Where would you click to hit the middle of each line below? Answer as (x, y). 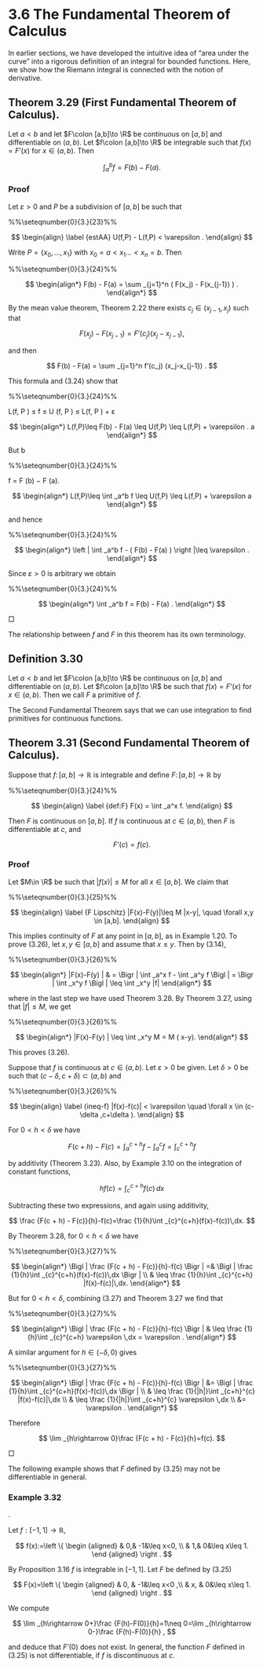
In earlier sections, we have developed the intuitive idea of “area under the (129, 53)
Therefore (24, 1423)
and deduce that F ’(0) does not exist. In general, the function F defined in (126, 1647)
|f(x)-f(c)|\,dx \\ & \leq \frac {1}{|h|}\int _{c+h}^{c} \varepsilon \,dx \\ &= (132, 1399)
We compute (29, 1608)
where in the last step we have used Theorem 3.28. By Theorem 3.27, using (130, 998)
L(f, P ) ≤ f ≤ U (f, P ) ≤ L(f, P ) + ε (62, 411)
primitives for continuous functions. (66, 718)
